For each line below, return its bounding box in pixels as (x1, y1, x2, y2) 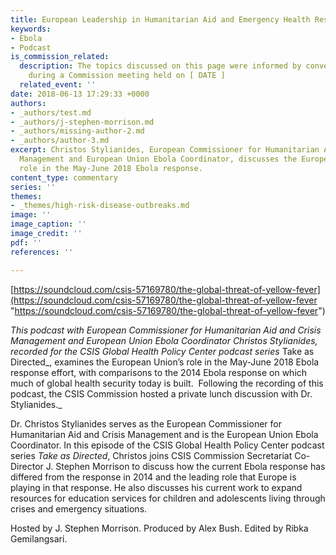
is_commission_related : (10, 52, 110, 62)
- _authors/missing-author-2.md (10, 126, 145, 136)
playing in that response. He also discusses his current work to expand (10, 481, 303, 493)
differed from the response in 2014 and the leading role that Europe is (10, 471, 297, 483)
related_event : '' (19, 80, 97, 90)
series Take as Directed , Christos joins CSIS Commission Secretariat (10, 449, 293, 461)
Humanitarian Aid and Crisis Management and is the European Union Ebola (10, 428, 319, 440)
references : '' (10, 247, 74, 257)
